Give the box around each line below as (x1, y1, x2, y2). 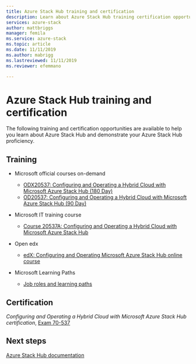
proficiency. (6, 138, 35, 145)
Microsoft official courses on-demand (14, 170, 106, 177)
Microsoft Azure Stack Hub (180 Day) (23, 188, 113, 195)
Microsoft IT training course (14, 211, 82, 218)
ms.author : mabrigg (6, 52, 54, 58)
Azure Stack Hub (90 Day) (23, 200, 86, 207)
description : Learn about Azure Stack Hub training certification (6, 14, 171, 20)
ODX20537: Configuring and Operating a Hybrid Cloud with (23, 181, 166, 188)
